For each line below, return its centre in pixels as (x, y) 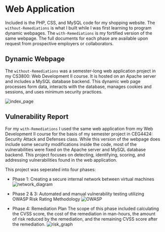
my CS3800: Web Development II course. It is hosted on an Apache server (81, 76)
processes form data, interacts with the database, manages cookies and (78, 87)
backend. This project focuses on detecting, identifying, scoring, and (75, 155)
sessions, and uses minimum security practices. (54, 91)
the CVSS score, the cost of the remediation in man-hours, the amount (84, 214)
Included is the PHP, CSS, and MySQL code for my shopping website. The (80, 23)
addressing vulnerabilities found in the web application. (61, 160)
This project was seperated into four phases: (50, 169)
